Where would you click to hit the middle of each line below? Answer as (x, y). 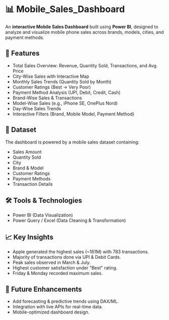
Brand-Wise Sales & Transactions (47, 98)
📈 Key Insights (30, 237)
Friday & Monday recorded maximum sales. (58, 273)
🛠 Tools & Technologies (44, 200)
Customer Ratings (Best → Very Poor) (52, 87)
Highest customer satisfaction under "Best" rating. (65, 268)
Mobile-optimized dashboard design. (51, 312)
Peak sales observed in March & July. (51, 262)
